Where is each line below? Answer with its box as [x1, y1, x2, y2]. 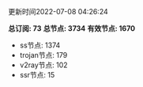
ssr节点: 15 [19, 70, 55, 79]
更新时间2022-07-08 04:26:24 [8, 7, 108, 16]
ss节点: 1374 [19, 40, 61, 50]
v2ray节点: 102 [19, 60, 69, 70]
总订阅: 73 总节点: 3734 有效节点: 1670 [8, 24, 136, 33]
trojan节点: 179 [19, 51, 68, 59]
